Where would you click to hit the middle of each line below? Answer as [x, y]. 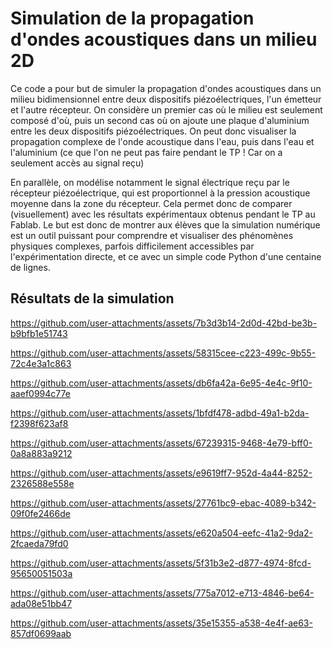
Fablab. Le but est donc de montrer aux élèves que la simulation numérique [165, 224]
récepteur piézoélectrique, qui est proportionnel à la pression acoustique [160, 193]
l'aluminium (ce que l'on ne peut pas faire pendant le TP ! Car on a [146, 152]
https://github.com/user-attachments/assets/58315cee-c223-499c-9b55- [163, 353]
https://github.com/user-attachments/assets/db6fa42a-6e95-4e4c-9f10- [161, 383]
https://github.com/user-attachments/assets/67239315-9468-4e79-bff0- [161, 443]
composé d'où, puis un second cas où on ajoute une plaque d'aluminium [160, 120]
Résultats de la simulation [92, 298]
